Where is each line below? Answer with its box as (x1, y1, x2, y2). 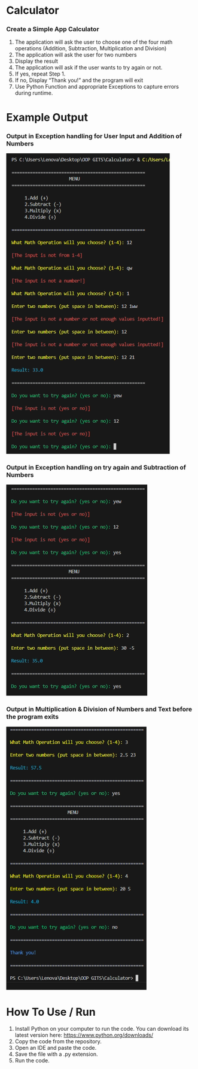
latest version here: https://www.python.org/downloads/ (14, 1031, 154, 1038)
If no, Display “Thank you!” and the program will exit (14, 77, 144, 84)
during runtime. (14, 89, 53, 96)
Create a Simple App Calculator (6, 25, 100, 34)
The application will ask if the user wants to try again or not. (14, 64, 163, 71)
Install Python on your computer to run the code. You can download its (14, 1025, 190, 1032)
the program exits (6, 713, 59, 721)
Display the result (14, 57, 59, 65)
